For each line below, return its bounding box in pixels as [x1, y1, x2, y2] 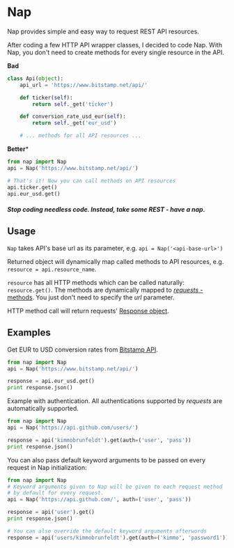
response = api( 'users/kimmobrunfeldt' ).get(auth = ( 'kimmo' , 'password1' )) [7, 534, 229, 541]
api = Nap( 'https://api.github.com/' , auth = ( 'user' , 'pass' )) [7, 496, 192, 503]
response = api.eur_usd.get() [7, 377, 95, 385]
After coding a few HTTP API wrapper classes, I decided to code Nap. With [7, 40, 223, 49]
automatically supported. [7, 405, 79, 413]
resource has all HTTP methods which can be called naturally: [7, 278, 185, 286]
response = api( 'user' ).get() [7, 509, 95, 516]
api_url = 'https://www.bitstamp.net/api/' [19, 81, 148, 88]
